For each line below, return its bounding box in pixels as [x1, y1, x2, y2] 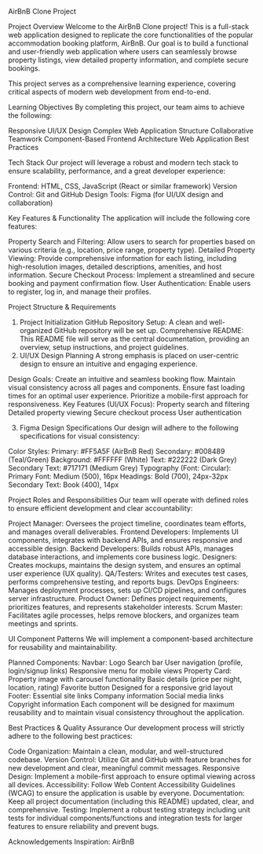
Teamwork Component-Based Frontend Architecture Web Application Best [8, 134, 250, 144]
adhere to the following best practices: [8, 731, 133, 741]
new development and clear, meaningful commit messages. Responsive [8, 764, 240, 772]
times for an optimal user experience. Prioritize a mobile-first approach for [8, 391, 249, 400]
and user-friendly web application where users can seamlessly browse [8, 47, 237, 56]
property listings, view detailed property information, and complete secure [8, 55, 249, 64]
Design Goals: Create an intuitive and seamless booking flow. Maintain [8, 375, 236, 383]
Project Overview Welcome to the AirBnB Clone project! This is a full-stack [8, 22, 250, 31]
